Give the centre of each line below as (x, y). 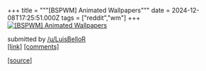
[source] (20, 60)
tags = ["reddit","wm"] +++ (101, 18)
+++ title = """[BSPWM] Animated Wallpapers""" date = (89, 10)
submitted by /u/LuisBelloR (47, 39)
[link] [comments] (33, 47)
